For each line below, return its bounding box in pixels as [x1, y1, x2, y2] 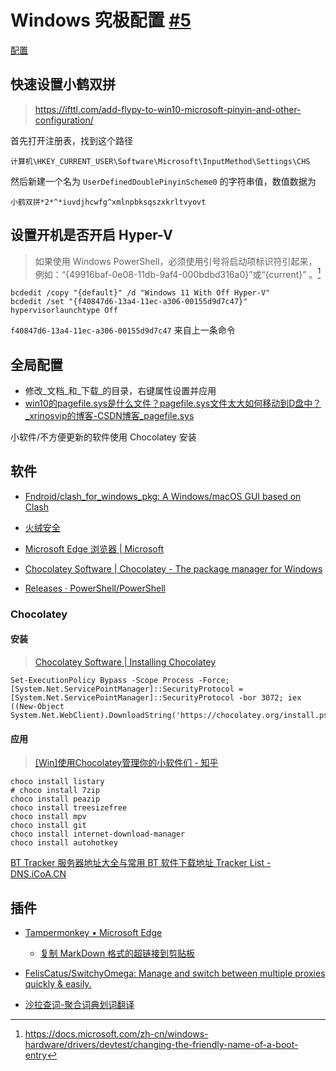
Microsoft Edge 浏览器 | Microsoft [24, 542, 165, 555]
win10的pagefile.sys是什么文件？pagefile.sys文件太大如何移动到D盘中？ [24, 397, 322, 410]
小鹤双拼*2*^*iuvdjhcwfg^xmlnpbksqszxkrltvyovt [10, 197, 207, 207]
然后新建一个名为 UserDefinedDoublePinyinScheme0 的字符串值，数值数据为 [10, 175, 317, 187]
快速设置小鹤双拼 [10, 76, 116, 93]
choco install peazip [10, 794, 101, 805]
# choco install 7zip [10, 786, 101, 796]
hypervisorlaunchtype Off [10, 306, 118, 316]
